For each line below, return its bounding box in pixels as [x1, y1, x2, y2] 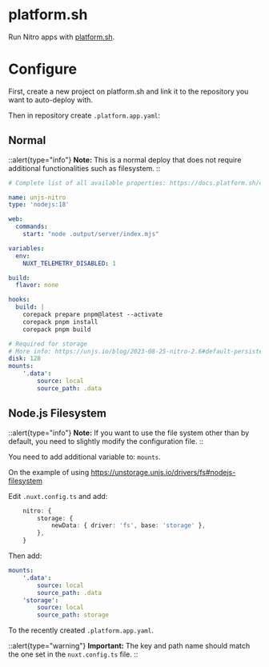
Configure [8, 60, 78, 78]
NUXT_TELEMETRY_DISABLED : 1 [22, 259, 116, 267]
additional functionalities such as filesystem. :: [8, 163, 161, 173]
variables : [8, 244, 45, 253]
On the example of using [8, 467, 90, 477]
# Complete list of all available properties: [8, 178, 167, 187]
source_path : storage [37, 611, 110, 619]
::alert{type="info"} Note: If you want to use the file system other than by [8, 428, 250, 437]
